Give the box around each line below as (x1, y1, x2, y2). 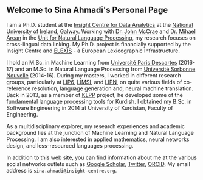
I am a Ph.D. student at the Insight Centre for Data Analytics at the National (6, 21, 193, 28)
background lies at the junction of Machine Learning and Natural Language (6, 129, 194, 136)
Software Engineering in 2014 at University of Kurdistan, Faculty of (6, 104, 173, 112)
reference (6, 85, 31, 92)
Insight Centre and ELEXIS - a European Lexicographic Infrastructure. (6, 47, 181, 54)
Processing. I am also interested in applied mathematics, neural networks (6, 135, 190, 143)
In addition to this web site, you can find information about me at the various (6, 154, 198, 161)
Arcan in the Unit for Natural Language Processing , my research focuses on (6, 34, 196, 41)
